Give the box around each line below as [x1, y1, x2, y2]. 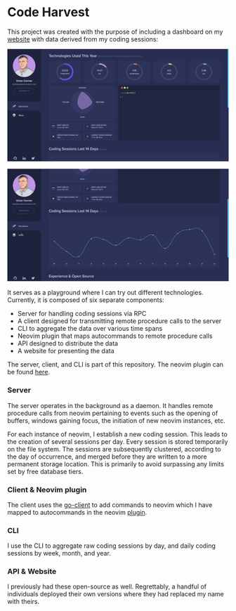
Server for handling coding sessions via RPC [17, 310, 147, 318]
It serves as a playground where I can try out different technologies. [7, 289, 204, 297]
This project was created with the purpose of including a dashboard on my [7, 27, 223, 36]
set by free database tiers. [7, 467, 84, 475]
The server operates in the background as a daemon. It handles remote [7, 401, 214, 409]
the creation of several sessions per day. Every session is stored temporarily [7, 437, 228, 446]
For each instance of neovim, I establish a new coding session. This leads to [7, 430, 228, 438]
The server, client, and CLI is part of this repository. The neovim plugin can [7, 360, 223, 369]
